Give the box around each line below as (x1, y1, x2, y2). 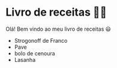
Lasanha (14, 56, 36, 63)
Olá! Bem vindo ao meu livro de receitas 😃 (5, 25, 112, 32)
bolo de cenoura (14, 49, 55, 57)
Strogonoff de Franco (14, 37, 68, 44)
